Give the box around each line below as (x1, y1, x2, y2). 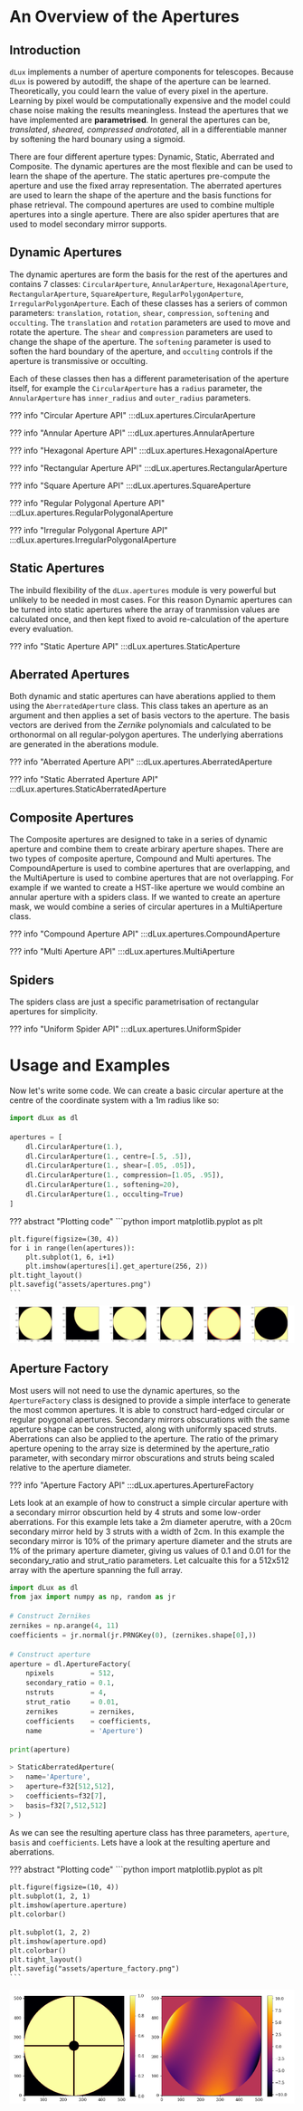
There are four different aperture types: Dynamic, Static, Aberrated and (9, 151, 275, 162)
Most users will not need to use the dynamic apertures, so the (9, 1385, 241, 1396)
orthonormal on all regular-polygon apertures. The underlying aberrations (9, 729, 284, 740)
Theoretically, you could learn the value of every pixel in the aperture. (9, 86, 269, 96)
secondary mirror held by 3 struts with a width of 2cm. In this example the (9, 1526, 285, 1537)
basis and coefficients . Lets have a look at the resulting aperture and (9, 1837, 270, 1847)
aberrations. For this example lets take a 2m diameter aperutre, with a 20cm (9, 1516, 292, 1527)
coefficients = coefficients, (25, 1716, 152, 1726)
